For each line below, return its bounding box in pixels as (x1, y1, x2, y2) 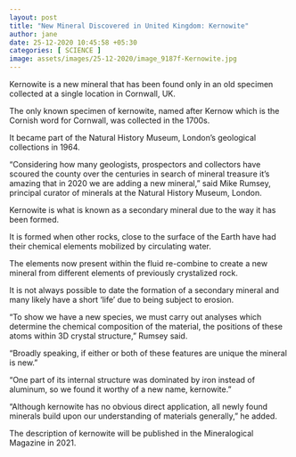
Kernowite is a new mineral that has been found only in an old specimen (9, 79, 274, 89)
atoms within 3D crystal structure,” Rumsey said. (9, 331, 188, 341)
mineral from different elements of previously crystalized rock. (9, 268, 239, 278)
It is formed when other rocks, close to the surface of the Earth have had (9, 232, 276, 241)
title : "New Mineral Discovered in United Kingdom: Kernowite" (9, 21, 250, 30)
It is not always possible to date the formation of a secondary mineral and (9, 285, 279, 295)
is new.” (9, 357, 38, 368)
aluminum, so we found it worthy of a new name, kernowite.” (9, 384, 232, 395)
